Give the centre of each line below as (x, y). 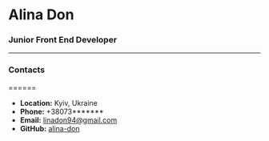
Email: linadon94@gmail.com (68, 120)
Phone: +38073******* (62, 111)
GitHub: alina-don (50, 128)
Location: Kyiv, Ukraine (59, 103)
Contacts (27, 70)
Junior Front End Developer (63, 40)
